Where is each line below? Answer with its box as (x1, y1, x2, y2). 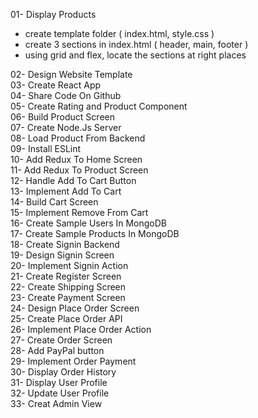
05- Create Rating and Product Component (10, 100, 188, 112)
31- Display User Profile (10, 377, 108, 388)
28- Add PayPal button (10, 345, 105, 356)
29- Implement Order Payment (10, 355, 137, 367)
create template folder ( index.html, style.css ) (24, 28, 215, 39)
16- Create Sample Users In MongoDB (10, 217, 167, 229)
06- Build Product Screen (10, 111, 115, 123)
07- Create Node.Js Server (10, 122, 122, 133)
